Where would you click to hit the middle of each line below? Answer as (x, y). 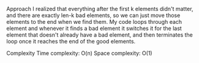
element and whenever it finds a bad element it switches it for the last (94, 28)
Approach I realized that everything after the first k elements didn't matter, (100, 9)
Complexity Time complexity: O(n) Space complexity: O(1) (79, 53)
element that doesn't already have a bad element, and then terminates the (99, 35)
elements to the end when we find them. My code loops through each (94, 22)
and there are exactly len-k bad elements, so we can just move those (93, 15)
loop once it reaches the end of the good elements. (71, 41)
